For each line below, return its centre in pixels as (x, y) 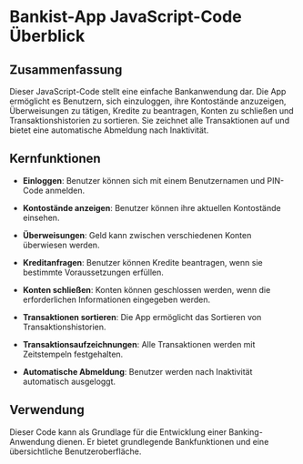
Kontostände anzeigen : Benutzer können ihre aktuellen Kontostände (151, 207)
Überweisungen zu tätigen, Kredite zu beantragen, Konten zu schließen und (151, 111)
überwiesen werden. (61, 245)
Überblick (47, 36)
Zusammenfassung (66, 70)
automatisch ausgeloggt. (69, 381)
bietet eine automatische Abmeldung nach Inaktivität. (109, 130)
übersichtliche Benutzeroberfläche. (76, 451)
